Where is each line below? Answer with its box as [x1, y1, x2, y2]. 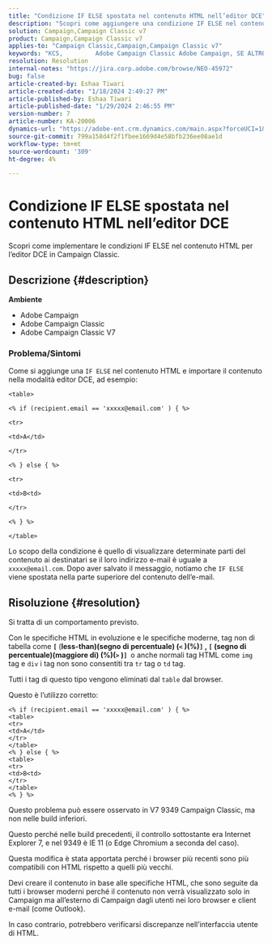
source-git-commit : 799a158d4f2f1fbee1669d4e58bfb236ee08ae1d [8, 132, 223, 140]
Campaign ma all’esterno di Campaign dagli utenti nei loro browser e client [8, 895, 257, 905]
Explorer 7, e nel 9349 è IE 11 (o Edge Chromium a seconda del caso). [8, 838, 240, 848]
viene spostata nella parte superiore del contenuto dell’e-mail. [8, 572, 215, 582]
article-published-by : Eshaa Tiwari [8, 95, 132, 103]
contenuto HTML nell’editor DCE [8, 214, 229, 233]
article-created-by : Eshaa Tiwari [8, 79, 125, 88]
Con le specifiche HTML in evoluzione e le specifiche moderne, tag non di [8, 633, 255, 643]
